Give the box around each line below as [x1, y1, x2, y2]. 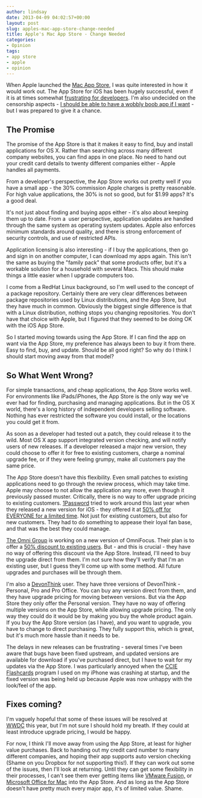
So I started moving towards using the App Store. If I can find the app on [6, 334, 186, 341]
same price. [6, 462, 36, 469]
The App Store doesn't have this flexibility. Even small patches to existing [6, 474, 188, 481]
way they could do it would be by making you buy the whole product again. [6, 613, 193, 619]
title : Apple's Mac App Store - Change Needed [6, 31, 125, 37]
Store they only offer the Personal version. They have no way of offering [6, 600, 186, 607]
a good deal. [6, 197, 37, 204]
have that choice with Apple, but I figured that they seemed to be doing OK [6, 315, 192, 323]
